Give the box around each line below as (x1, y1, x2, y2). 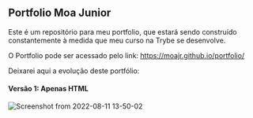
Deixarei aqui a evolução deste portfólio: (8, 66, 140, 76)
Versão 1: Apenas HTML (8, 84, 89, 94)
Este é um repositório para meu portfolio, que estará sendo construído (8, 27, 237, 36)
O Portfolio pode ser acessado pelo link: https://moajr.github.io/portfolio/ (8, 50, 245, 60)
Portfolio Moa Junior (8, 6, 111, 20)
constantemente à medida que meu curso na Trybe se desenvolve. (8, 35, 226, 45)
